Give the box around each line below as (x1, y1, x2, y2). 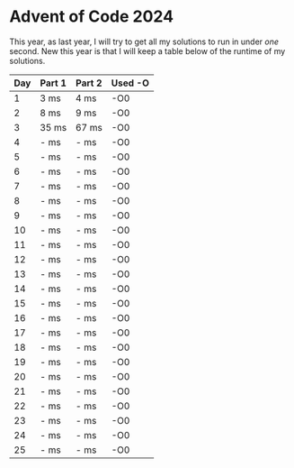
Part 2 (76, 77, 102, 89)
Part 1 (40, 77, 67, 89)
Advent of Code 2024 (9, 6, 174, 27)
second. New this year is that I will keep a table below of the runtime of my (9, 45, 286, 56)
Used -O (111, 77, 150, 89)
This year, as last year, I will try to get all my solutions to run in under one (9, 36, 280, 47)
